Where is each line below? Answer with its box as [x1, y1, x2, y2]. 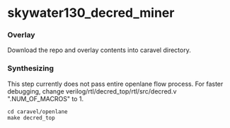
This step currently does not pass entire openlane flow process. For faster [7, 79, 224, 88]
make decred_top [7, 114, 55, 121]
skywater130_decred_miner [7, 5, 175, 21]
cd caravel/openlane [7, 108, 69, 115]
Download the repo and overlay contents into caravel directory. [7, 46, 191, 54]
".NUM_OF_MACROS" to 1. [7, 94, 84, 103]
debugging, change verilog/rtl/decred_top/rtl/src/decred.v [7, 87, 177, 96]
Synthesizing [7, 63, 54, 73]
